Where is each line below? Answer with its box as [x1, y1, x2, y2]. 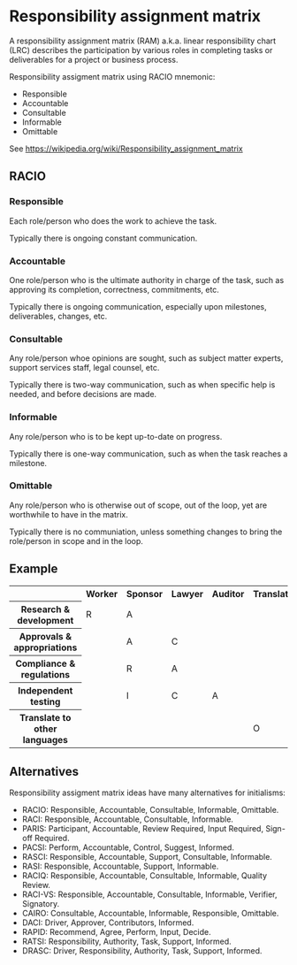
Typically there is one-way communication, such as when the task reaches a [9, 448, 288, 459]
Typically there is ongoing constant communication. [9, 233, 198, 243]
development [17, 615, 74, 627]
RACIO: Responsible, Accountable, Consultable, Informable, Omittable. [21, 804, 279, 815]
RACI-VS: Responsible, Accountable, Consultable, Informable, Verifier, [21, 889, 278, 900]
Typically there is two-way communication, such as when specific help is [9, 379, 276, 390]
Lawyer [171, 587, 203, 600]
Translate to [19, 712, 72, 724]
